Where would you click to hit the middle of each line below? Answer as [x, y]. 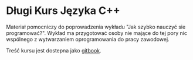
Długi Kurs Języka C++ [63, 11]
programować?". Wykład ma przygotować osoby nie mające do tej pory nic [97, 33]
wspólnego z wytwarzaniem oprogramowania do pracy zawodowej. [88, 39]
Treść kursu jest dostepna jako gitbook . [54, 50]
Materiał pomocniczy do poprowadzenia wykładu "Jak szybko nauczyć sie [96, 27]
